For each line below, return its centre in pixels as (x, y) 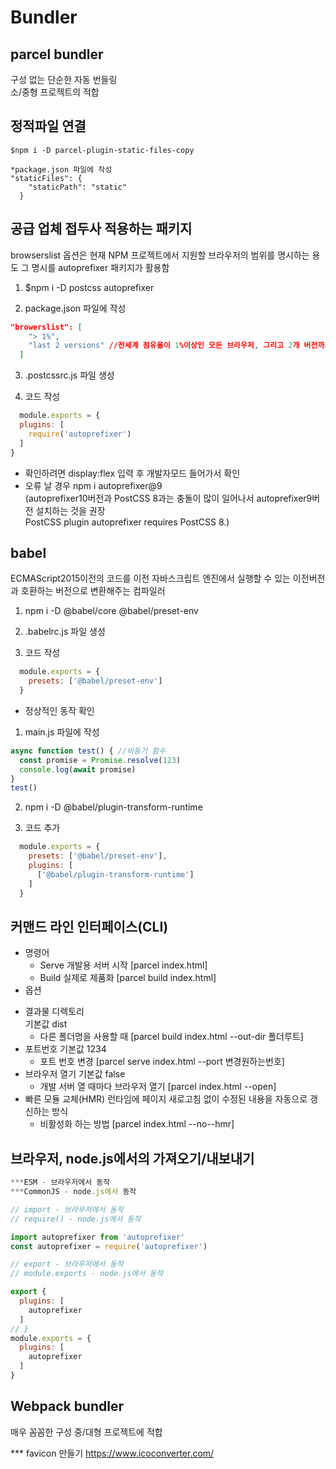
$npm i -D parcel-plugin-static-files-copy (102, 150)
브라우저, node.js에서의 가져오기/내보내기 (132, 1158)
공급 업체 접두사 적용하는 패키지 (101, 229)
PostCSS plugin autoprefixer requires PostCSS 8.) (127, 522)
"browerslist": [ (46, 327)
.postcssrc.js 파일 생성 (69, 375)
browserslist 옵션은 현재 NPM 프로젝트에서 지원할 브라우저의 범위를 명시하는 (160, 255)
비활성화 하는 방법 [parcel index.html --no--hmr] (137, 1124)
